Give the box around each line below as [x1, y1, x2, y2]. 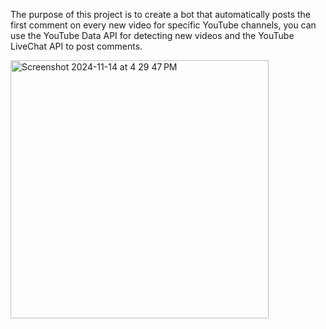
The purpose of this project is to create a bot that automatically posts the [10, 9, 311, 20]
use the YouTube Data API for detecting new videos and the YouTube [10, 30, 295, 41]
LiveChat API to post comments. [10, 40, 143, 52]
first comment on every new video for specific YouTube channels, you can [10, 19, 317, 31]
